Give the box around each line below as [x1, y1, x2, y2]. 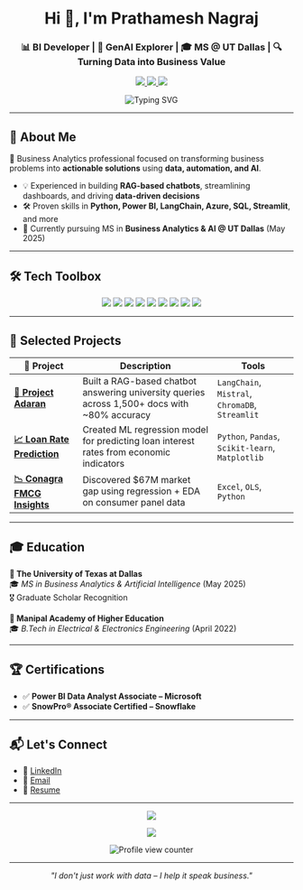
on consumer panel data [82, 496, 186, 509]
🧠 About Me [9, 129, 77, 144]
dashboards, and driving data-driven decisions [22, 190, 200, 201]
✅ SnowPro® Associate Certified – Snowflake [22, 700, 197, 711]
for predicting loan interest [82, 434, 196, 447]
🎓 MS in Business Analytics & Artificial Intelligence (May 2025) [9, 578, 246, 589]
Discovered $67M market [82, 474, 191, 487]
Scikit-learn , [216, 441, 276, 454]
